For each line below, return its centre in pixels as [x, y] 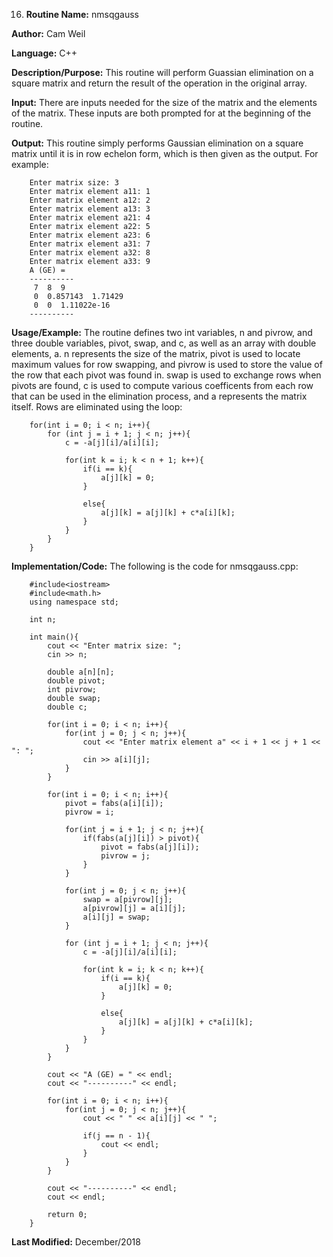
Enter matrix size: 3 [74, 183]
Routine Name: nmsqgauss [82, 14]
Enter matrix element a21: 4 [90, 218]
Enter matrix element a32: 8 [90, 253]
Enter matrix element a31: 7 [90, 244]
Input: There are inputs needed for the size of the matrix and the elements [164, 102]
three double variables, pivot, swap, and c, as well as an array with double [164, 343]
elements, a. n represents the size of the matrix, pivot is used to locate [156, 353]
